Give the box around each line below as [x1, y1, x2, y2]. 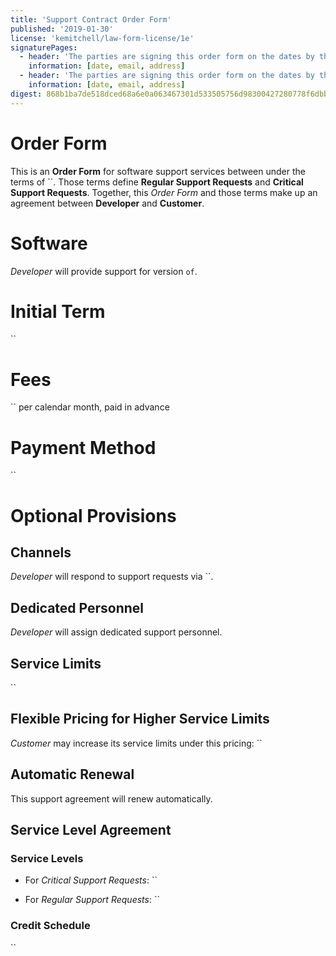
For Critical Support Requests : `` [24, 874, 158, 886]
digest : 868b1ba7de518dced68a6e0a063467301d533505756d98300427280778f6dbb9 [10, 89, 333, 99]
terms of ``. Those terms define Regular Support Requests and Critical [10, 176, 304, 188]
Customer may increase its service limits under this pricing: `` [10, 737, 263, 749]
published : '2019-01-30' [10, 24, 114, 34]
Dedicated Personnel [10, 599, 145, 616]
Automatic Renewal [10, 766, 135, 783]
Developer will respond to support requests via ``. [10, 571, 214, 583]
